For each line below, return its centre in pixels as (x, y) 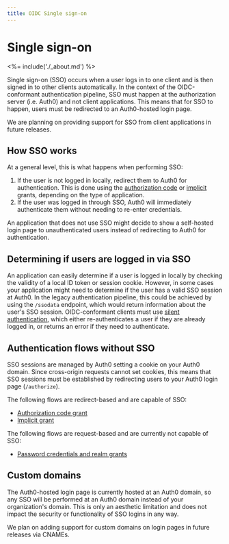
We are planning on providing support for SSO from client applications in (109, 122)
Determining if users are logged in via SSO (99, 259)
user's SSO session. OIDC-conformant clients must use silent (93, 312)
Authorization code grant (52, 413)
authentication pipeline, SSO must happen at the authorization (129, 94)
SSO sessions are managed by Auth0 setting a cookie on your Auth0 (104, 364)
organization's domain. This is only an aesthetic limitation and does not (107, 506)
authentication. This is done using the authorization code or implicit (112, 188)
